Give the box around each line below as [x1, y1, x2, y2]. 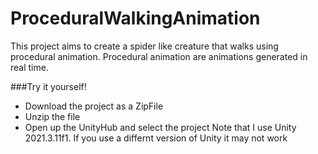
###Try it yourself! [10, 80, 87, 92]
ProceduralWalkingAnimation [10, 7, 261, 30]
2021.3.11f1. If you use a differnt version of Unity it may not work [24, 132, 288, 144]
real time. [10, 61, 49, 73]
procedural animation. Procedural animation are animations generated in [10, 50, 308, 62]
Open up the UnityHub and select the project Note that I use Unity [24, 121, 297, 133]
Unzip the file [24, 110, 81, 122]
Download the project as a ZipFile [24, 100, 164, 112]
